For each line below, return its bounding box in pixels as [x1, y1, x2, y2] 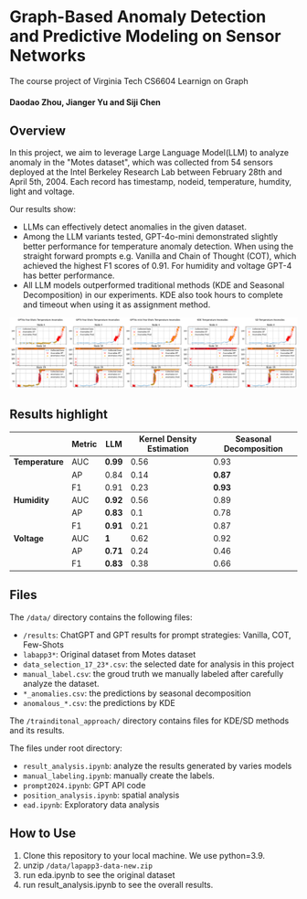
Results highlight [9, 407, 108, 423]
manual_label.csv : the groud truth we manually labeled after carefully [22, 668, 284, 679]
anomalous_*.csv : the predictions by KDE [22, 697, 175, 708]
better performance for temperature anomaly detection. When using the [22, 241, 294, 252]
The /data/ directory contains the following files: [9, 611, 194, 623]
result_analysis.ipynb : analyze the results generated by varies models [22, 760, 292, 771]
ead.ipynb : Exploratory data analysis [22, 798, 160, 810]
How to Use [9, 826, 77, 841]
